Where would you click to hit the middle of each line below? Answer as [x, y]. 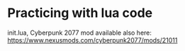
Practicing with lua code [80, 13]
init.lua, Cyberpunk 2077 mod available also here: [80, 33]
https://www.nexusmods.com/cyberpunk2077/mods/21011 [92, 40]
